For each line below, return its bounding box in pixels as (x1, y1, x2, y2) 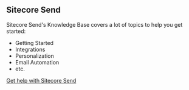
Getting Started (15, 39, 53, 46)
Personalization (15, 52, 55, 60)
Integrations (15, 46, 46, 53)
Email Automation (15, 58, 60, 66)
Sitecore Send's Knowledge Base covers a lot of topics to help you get (6, 21, 183, 28)
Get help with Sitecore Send (6, 77, 77, 84)
